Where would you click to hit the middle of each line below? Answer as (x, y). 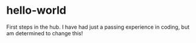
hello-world (37, 10)
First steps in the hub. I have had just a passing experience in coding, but (98, 27)
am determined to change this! (45, 33)
